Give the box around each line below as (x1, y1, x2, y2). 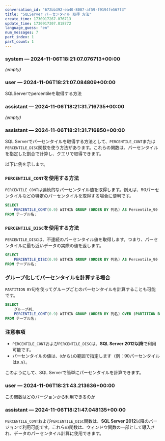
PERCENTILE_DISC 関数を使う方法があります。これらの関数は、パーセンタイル (5, 145, 158, 150)
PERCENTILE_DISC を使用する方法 (5, 224, 80, 231)
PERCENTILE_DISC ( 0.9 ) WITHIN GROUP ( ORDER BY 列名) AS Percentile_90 (14, 257, 158, 262)
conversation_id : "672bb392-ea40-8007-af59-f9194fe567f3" (5, 7, 126, 12)
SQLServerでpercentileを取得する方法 (5, 90, 82, 96)
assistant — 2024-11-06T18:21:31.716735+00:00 (5, 103, 125, 110)
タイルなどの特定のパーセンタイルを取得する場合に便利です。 (9, 193, 134, 199)
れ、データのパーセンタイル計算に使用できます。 (5, 431, 104, 437)
